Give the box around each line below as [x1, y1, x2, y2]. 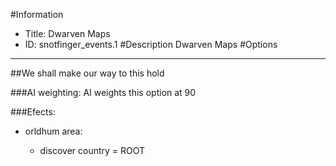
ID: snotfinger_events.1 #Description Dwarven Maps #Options [24, 39, 278, 50]
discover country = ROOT [39, 145, 146, 156]
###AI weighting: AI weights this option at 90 [10, 87, 197, 98]
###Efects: [10, 106, 56, 118]
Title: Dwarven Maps [24, 28, 111, 39]
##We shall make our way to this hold [10, 67, 165, 79]
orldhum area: [24, 125, 83, 137]
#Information [10, 9, 64, 20]
